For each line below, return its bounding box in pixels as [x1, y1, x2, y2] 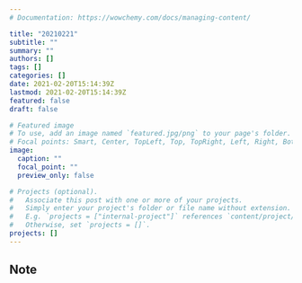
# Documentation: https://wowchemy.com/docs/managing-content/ [9, 13, 252, 22]
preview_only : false [17, 171, 94, 180]
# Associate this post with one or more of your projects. [9, 195, 244, 205]
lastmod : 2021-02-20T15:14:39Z [9, 87, 127, 97]
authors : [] [9, 55, 54, 64]
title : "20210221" [9, 29, 78, 39]
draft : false [9, 104, 58, 113]
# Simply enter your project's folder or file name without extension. [9, 204, 292, 213]
